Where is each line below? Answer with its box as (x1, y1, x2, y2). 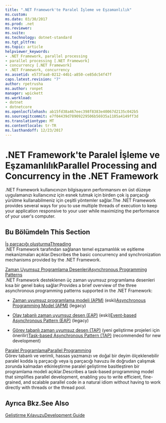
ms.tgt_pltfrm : (5, 40, 37, 45)
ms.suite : (5, 30, 26, 35)
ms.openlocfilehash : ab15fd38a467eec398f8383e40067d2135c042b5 (5, 109, 139, 115)
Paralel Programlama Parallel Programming (5, 347, 92, 354)
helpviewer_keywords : (5, 49, 50, 54)
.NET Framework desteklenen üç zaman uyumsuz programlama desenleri (5, 277, 155, 283)
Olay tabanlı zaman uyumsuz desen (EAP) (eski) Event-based (12, 312, 137, 318)
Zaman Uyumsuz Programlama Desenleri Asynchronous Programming (5, 267, 147, 273)
